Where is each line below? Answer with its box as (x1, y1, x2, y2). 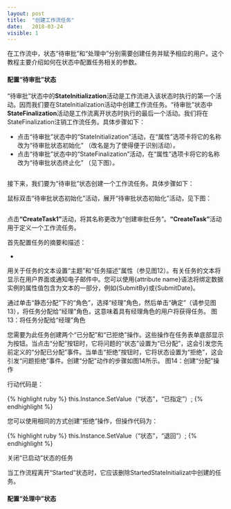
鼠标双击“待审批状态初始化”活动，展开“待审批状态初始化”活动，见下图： (7, 194, 212, 202)
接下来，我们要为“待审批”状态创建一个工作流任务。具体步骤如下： (7, 180, 195, 188)
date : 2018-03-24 (7, 23, 64, 30)
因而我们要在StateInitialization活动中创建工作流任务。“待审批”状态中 (19, 101, 213, 109)
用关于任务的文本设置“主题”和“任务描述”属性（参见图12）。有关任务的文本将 (7, 266, 221, 275)
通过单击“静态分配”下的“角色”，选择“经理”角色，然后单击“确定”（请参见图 (7, 299, 216, 307)
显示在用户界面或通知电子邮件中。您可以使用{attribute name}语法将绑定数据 (7, 275, 223, 284)
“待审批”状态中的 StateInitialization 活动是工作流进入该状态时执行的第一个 (7, 92, 216, 101)
